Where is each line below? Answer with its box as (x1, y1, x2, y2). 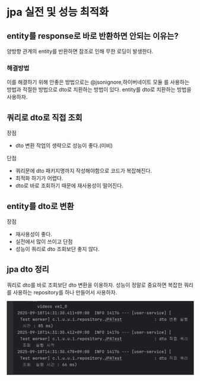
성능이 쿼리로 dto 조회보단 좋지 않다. (15, 245, 100, 252)
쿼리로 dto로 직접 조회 (7, 112, 82, 122)
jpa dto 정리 (7, 265, 49, 275)
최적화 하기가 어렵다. (15, 174, 64, 182)
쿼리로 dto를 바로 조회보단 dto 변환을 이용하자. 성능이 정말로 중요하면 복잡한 (7, 281, 183, 288)
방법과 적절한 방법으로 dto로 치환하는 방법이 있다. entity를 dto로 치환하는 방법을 (7, 86, 192, 93)
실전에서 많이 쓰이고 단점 (15, 238, 73, 245)
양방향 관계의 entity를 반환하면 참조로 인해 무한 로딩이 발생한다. (7, 48, 154, 55)
